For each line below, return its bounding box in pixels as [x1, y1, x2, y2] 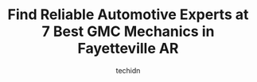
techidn [115, 65, 141, 75]
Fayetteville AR [77, 40, 179, 57]
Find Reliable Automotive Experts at [7, 6, 249, 24]
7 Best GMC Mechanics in [41, 22, 215, 41]
